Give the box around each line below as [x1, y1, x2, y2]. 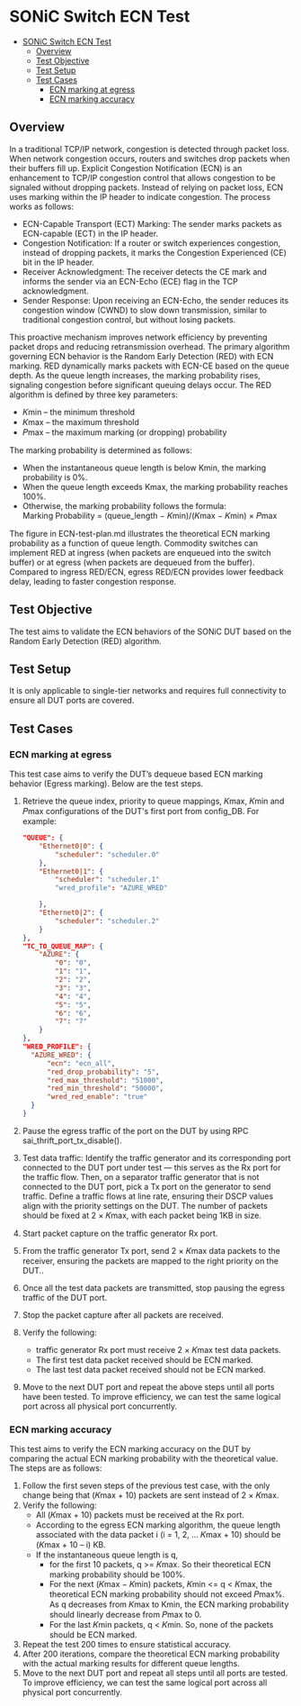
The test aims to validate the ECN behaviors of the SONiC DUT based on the [9, 626, 292, 637]
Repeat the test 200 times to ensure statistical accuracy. [22, 1639, 232, 1650]
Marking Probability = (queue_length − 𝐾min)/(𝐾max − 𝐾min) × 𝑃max [22, 510, 278, 521]
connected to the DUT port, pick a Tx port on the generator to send [22, 1181, 271, 1192]
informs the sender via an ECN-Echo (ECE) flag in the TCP [22, 276, 238, 286]
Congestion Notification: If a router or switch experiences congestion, [22, 237, 281, 249]
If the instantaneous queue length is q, [35, 1549, 179, 1560]
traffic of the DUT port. [22, 1292, 108, 1302]
